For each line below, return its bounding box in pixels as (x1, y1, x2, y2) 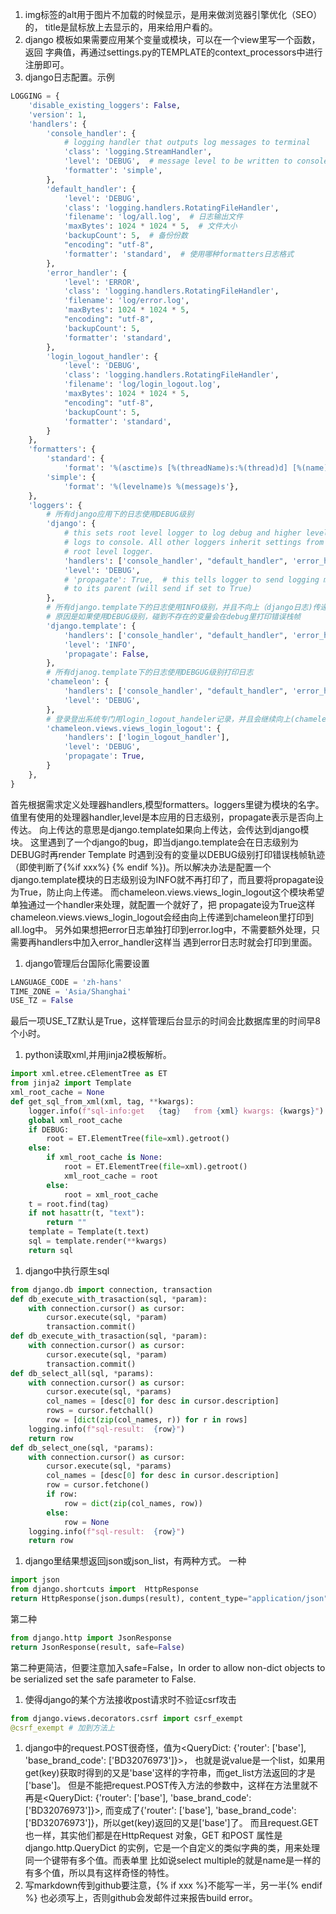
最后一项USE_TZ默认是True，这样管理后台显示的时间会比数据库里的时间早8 (10, 1015, 321, 1027)
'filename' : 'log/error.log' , (63, 296, 190, 306)
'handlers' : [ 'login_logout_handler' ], (63, 733, 230, 743)
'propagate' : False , (63, 649, 150, 659)
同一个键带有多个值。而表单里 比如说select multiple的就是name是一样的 (24, 1854, 322, 1867)
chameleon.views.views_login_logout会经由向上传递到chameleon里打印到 (10, 911, 315, 923)
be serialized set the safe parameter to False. (10, 1673, 197, 1685)
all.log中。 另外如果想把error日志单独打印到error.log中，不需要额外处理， (10, 923, 312, 935)
